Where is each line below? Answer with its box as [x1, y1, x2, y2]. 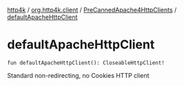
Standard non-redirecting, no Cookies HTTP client [7, 71, 150, 79]
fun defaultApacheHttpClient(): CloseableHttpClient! [7, 59, 165, 66]
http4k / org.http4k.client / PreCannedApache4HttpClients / [7, 6, 177, 14]
